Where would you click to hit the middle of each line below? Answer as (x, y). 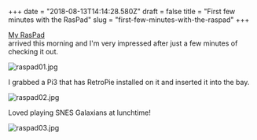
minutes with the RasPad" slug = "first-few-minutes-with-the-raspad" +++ (129, 20)
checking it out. (33, 52)
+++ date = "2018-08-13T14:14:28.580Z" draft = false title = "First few (122, 11)
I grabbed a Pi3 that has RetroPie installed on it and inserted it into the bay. (129, 82)
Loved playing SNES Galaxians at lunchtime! (79, 112)
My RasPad (27, 35)
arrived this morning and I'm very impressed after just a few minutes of (123, 43)
